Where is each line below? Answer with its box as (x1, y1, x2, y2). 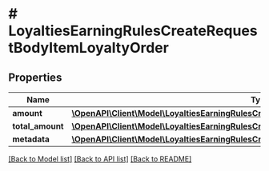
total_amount (12, 121, 64, 132)
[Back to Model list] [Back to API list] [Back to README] (8, 154, 192, 164)
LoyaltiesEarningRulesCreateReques (8, 22, 258, 40)
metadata (12, 133, 50, 145)
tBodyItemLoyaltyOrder (8, 39, 170, 57)
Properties (8, 70, 62, 84)
